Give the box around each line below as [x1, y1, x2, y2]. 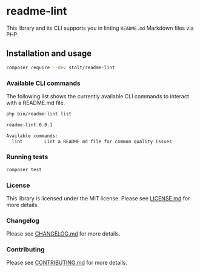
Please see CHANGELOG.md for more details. [6, 230, 121, 237]
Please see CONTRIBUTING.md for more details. [6, 259, 127, 267]
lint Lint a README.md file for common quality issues [12, 138, 172, 144]
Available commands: [6, 132, 59, 139]
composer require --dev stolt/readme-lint [6, 64, 115, 70]
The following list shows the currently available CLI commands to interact [6, 92, 190, 100]
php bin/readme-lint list [6, 110, 72, 117]
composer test [6, 166, 42, 172]
